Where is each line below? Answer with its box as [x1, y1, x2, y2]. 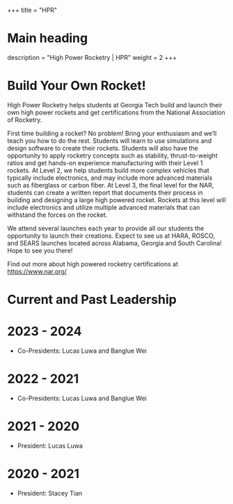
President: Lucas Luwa [17, 441, 83, 450]
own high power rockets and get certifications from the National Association [7, 108, 226, 116]
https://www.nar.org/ [7, 267, 67, 275]
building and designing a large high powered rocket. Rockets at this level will [7, 195, 226, 204]
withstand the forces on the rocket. [7, 211, 108, 219]
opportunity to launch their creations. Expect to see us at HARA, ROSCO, [7, 231, 216, 240]
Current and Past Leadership [7, 292, 177, 307]
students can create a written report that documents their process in [7, 188, 203, 197]
